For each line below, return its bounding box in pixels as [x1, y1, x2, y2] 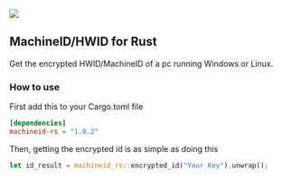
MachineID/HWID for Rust [9, 34, 157, 50]
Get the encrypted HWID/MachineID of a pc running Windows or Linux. [9, 58, 274, 69]
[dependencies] [9, 118, 67, 128]
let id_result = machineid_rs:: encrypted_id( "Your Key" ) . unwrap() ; [9, 161, 269, 170]
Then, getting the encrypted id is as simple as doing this [9, 143, 219, 154]
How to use [9, 80, 61, 93]
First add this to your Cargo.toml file [9, 101, 144, 112]
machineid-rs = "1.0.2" [9, 127, 99, 136]
